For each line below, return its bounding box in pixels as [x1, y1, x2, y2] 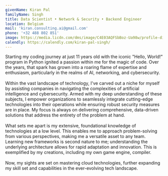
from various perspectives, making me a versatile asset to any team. [5, 133, 146, 139]
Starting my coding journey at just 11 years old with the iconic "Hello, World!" [5, 53, 163, 59]
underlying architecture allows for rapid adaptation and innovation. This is [5, 143, 157, 150]
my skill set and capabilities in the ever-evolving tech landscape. [5, 165, 138, 171]
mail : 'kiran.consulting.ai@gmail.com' [5, 26, 88, 31]
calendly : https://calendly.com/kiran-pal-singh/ [5, 40, 111, 45]
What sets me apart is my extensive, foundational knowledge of [5, 122, 136, 128]
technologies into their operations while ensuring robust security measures [5, 101, 160, 107]
